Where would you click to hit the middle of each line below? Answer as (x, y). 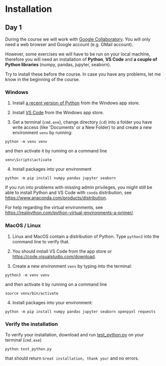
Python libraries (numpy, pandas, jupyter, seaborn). (58, 65)
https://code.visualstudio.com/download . (54, 256)
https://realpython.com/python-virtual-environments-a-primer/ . (70, 213)
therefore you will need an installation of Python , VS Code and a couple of (81, 59)
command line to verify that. (41, 241)
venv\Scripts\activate (28, 160)
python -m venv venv (26, 142)
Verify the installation (32, 324)
